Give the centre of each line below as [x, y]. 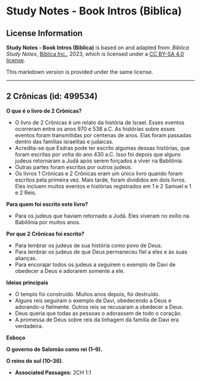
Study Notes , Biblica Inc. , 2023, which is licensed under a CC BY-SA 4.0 [95, 54]
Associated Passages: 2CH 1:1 [53, 372]
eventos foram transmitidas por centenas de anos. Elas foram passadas [103, 135]
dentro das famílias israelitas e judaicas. [64, 142]
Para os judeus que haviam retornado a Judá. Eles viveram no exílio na [102, 216]
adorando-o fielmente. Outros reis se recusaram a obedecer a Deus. [99, 306]
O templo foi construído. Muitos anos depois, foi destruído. [87, 294]
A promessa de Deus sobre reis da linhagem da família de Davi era [97, 320]
